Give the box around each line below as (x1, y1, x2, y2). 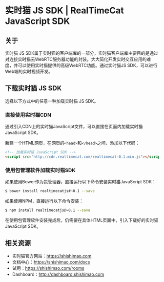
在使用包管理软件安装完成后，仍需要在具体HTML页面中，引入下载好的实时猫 (5, 217, 159, 223)
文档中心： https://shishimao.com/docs (12, 259, 90, 265)
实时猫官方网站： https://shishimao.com (12, 253, 92, 259)
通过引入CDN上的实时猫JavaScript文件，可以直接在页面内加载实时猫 (5, 124, 143, 130)
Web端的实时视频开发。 (5, 68, 53, 74)
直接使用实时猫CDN (5, 111, 51, 118)
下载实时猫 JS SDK (5, 84, 62, 92)
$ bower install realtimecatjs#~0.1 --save (5, 189, 95, 194)
